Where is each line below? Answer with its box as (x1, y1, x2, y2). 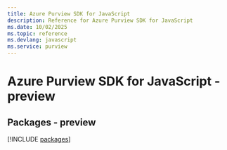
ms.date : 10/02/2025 (7, 23, 68, 30)
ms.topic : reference (7, 30, 68, 37)
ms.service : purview (7, 43, 68, 50)
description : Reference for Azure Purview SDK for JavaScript (7, 17, 193, 24)
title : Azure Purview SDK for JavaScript (7, 10, 131, 18)
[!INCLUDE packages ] (7, 135, 71, 143)
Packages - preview (7, 116, 96, 128)
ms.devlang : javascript (7, 37, 77, 44)
